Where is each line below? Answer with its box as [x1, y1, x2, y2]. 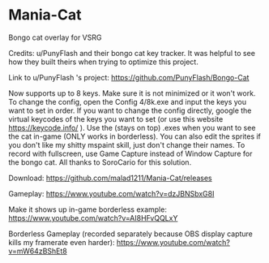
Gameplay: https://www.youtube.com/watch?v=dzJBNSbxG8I [8, 188, 215, 198]
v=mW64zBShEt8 [8, 246, 67, 256]
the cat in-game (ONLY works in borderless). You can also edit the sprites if [8, 131, 262, 141]
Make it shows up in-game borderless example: [8, 205, 168, 214]
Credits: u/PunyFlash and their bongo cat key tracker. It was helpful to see [8, 48, 255, 58]
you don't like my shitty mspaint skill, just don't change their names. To [8, 140, 246, 149]
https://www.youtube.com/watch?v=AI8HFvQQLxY [8, 213, 178, 222]
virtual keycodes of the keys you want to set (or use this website [8, 114, 224, 123]
